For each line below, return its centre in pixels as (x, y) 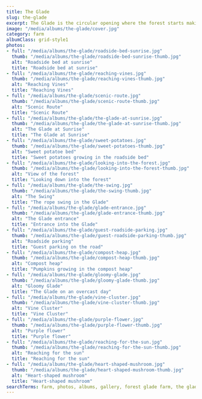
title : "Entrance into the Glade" (55, 224)
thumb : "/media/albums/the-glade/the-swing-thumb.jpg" (82, 191)
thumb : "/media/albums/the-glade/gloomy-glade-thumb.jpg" (86, 280)
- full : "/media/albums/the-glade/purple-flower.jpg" (75, 320)
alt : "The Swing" (33, 196)
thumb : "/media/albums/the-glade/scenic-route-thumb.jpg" (86, 101)
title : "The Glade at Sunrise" (51, 135)
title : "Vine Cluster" (40, 314)
